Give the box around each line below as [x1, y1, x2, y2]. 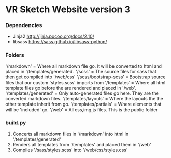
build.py [5, 119, 26, 126]
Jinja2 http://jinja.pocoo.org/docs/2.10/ [12, 33, 94, 39]
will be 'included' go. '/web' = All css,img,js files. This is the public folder [5, 106, 158, 113]
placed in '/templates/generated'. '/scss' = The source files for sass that [5, 68, 157, 74]
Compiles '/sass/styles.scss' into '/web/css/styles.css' [12, 147, 128, 153]
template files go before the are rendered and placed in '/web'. [5, 85, 136, 91]
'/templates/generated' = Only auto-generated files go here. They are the [5, 90, 159, 96]
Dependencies [5, 22, 42, 29]
